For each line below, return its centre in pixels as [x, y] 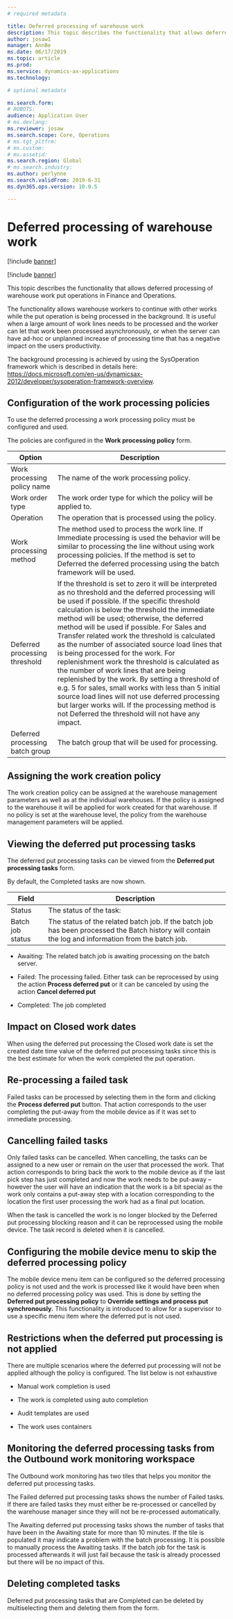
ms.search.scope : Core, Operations [59, 135]
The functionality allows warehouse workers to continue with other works [112, 309]
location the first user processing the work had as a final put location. [106, 1202]
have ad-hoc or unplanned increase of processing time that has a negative [114, 338]
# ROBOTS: [21, 109]
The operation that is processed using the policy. [137, 518]
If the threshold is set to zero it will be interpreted [137, 584]
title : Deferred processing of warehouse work [76, 26]
